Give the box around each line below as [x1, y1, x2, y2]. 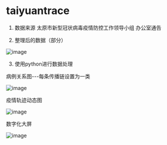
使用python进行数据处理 [14, 60, 73, 67]
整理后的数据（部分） [14, 36, 66, 43]
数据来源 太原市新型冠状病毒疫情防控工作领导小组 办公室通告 [14, 24, 162, 31]
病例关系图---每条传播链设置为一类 [6, 72, 91, 80]
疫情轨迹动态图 [6, 96, 42, 103]
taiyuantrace [6, 4, 70, 18]
